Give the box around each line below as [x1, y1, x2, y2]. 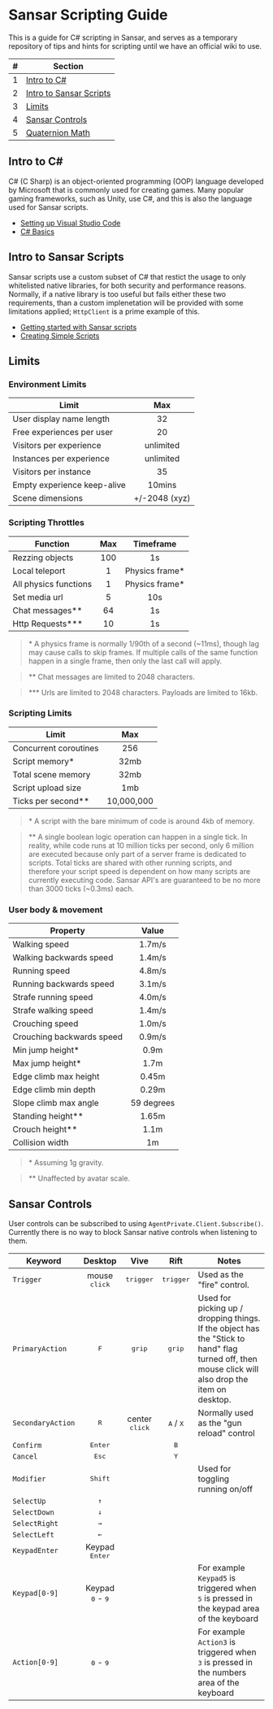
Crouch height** [12, 1124, 78, 1135]
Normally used [197, 1407, 254, 1418]
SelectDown [12, 1507, 54, 1517]
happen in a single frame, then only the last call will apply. [28, 656, 222, 666]
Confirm [12, 1441, 42, 1450]
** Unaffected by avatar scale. [28, 1173, 131, 1184]
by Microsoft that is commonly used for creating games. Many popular [8, 185, 245, 194]
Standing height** [12, 1111, 84, 1122]
